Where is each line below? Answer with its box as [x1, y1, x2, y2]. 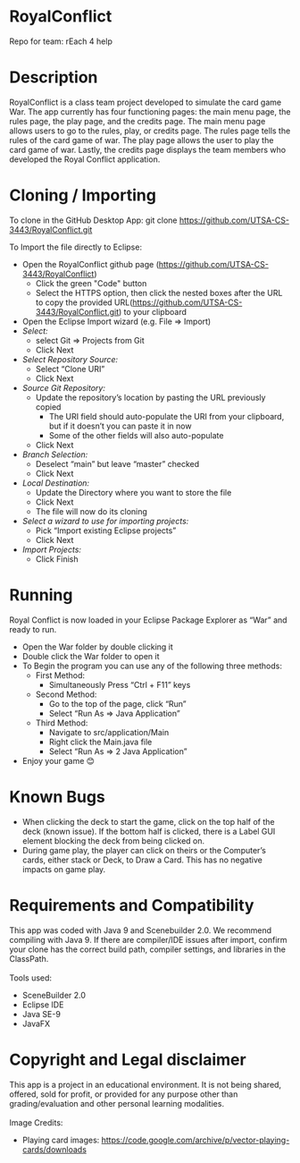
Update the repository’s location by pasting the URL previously [35, 392, 266, 403]
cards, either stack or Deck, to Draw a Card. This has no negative [21, 854, 263, 865]
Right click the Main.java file [48, 736, 153, 747]
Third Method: [35, 717, 88, 728]
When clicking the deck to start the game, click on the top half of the [21, 816, 275, 827]
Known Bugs [9, 786, 105, 807]
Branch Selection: [21, 449, 88, 460]
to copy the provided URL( [35, 297, 133, 308]
